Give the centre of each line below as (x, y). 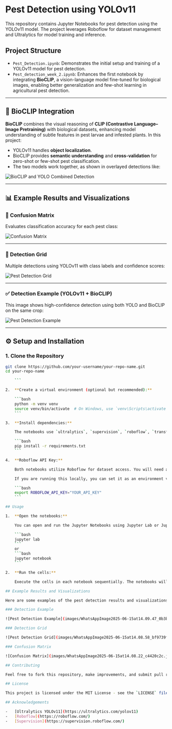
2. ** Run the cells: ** (31, 572)
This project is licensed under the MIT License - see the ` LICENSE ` (81, 693)
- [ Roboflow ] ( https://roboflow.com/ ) (48, 716)
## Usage (15, 507)
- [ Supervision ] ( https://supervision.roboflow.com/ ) (65, 721)
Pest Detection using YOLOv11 (71, 10)
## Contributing (23, 665)
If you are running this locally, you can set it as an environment (89, 479)
